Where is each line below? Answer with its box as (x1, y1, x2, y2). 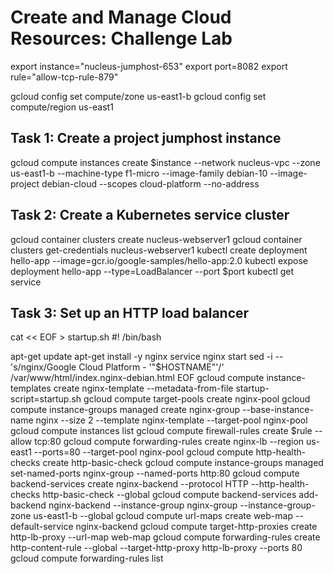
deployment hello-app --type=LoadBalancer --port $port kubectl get (10, 265, 295, 277)
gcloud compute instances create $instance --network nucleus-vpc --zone (10, 156, 321, 168)
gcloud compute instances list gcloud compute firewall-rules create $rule (10, 425, 313, 437)
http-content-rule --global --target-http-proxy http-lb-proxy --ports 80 (10, 542, 303, 554)
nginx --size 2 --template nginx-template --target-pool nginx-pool (35, 414, 308, 426)
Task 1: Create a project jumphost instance (10, 130, 282, 147)
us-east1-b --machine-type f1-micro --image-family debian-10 (10, 167, 268, 179)
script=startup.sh (10, 393, 82, 405)
